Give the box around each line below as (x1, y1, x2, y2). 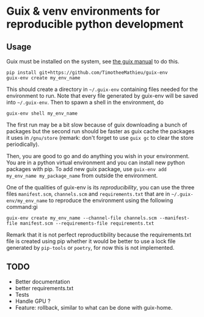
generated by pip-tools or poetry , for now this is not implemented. (6, 244, 175, 251)
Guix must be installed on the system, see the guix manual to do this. (6, 58, 180, 65)
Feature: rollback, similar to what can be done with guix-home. (15, 304, 173, 311)
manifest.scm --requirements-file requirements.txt (20, 220, 155, 227)
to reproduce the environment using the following (48, 197, 173, 204)
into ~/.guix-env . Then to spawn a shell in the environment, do (6, 99, 164, 106)
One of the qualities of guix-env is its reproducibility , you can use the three (6, 184, 195, 191)
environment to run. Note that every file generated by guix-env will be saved (6, 92, 199, 99)
